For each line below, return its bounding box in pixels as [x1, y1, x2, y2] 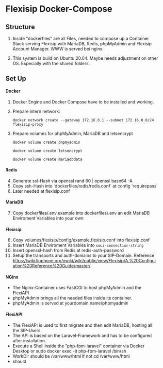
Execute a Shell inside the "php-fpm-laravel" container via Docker [12, 343, 145, 349]
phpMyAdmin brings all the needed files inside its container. [12, 295, 132, 301]
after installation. [12, 337, 47, 343]
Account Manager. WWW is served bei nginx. [12, 46, 104, 51]
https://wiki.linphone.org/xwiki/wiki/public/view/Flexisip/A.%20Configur [12, 258, 157, 264]
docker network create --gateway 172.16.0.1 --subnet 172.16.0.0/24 [12, 117, 154, 122]
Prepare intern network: [12, 108, 60, 114]
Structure [5, 23, 35, 31]
